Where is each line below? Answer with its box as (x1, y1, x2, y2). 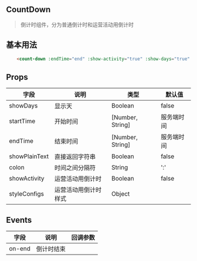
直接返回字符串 (54, 153, 96, 161)
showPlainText (9, 152, 49, 160)
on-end (9, 245, 30, 253)
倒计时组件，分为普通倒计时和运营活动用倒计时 (20, 21, 134, 28)
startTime (9, 117, 36, 125)
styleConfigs (9, 190, 45, 198)
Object (111, 190, 130, 198)
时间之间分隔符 (54, 164, 96, 172)
